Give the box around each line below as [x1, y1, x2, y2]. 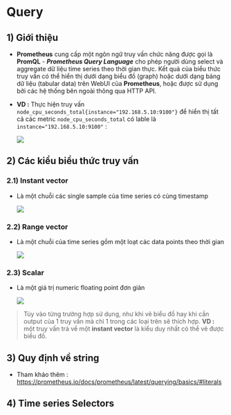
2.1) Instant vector [6, 176, 68, 185]
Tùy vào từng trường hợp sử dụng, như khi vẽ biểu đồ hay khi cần [23, 310, 210, 318]
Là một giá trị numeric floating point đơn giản [16, 284, 145, 292]
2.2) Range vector [6, 222, 68, 232]
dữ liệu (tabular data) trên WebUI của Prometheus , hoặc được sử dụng [16, 80, 219, 87]
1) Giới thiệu [6, 32, 58, 44]
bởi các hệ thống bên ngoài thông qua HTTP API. [16, 87, 157, 95]
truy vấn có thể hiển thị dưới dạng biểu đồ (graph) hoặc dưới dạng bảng [16, 72, 221, 80]
